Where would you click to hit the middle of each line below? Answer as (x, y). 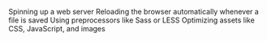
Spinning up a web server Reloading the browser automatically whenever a (134, 12)
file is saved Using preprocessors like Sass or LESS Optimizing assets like (132, 20)
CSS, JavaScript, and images (57, 29)
